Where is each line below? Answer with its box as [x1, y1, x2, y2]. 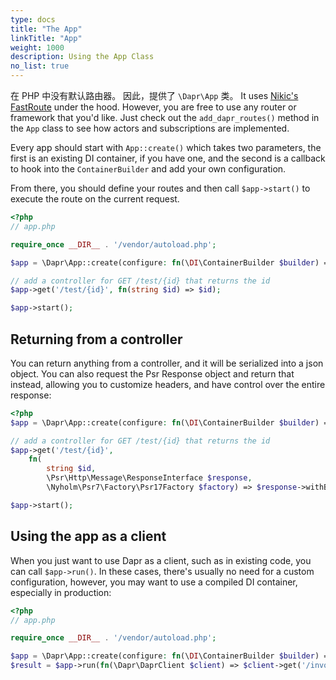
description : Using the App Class [10, 52, 155, 62]
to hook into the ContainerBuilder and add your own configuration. [10, 163, 287, 175]
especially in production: [10, 586, 112, 598]
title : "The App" [10, 24, 83, 34]
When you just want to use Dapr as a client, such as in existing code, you [10, 554, 312, 566]
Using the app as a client [10, 528, 167, 545]
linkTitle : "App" [10, 33, 83, 43]
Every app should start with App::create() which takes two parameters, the [10, 142, 322, 153]
